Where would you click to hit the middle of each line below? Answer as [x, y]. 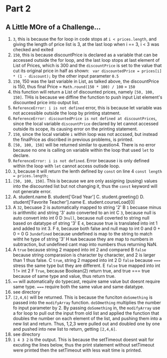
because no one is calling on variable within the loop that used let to [83, 150]
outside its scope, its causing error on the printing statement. [75, 129]
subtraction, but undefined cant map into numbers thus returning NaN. [85, 244]
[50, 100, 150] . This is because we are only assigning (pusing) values [85, 181]
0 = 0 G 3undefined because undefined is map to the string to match [83, 234]
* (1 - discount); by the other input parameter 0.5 [66, 76]
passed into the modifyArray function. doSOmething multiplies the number [87, 302]
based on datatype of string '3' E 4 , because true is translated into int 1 [85, 223]
